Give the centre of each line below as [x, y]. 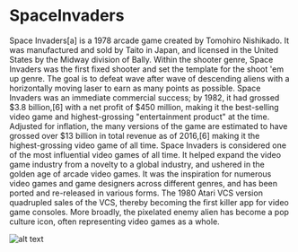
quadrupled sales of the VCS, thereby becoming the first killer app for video [149, 202]
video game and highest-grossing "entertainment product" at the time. [140, 117]
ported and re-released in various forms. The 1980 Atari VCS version [136, 193]
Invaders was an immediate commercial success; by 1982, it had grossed [145, 97]
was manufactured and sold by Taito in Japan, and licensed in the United [144, 49]
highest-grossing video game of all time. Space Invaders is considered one [148, 145]
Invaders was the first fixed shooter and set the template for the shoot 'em [147, 69]
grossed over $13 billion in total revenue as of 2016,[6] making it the [135, 135]
